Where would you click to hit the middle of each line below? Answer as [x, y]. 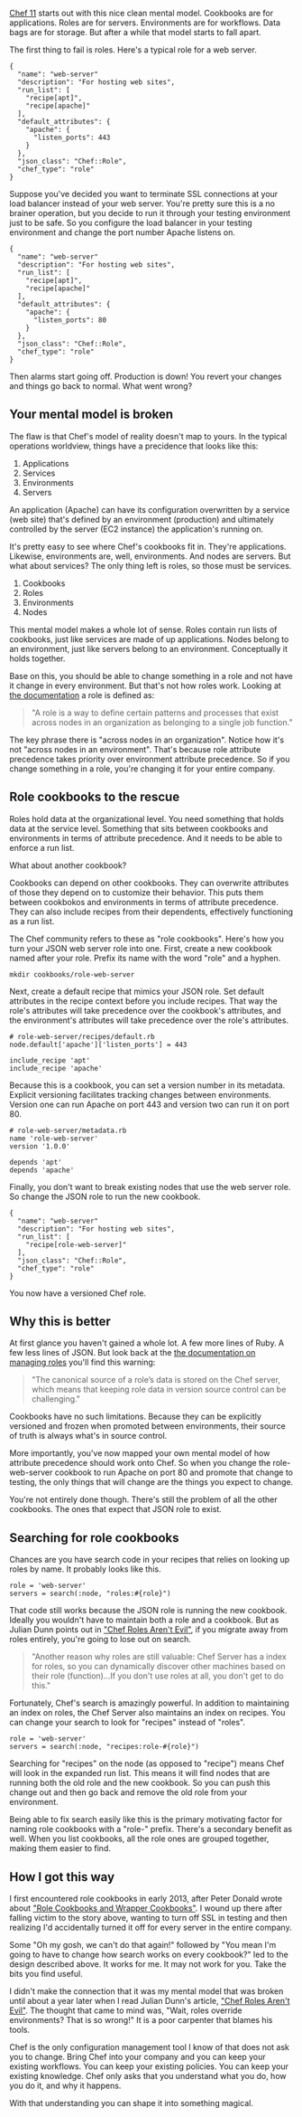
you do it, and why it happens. [65, 2086]
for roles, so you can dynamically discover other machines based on [158, 1667]
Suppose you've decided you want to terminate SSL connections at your [144, 194]
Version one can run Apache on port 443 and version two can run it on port [150, 1104]
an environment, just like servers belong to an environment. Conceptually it [149, 648]
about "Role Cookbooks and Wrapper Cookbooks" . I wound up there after [146, 1908]
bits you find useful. [46, 1974]
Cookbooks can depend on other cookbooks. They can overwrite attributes [149, 883]
